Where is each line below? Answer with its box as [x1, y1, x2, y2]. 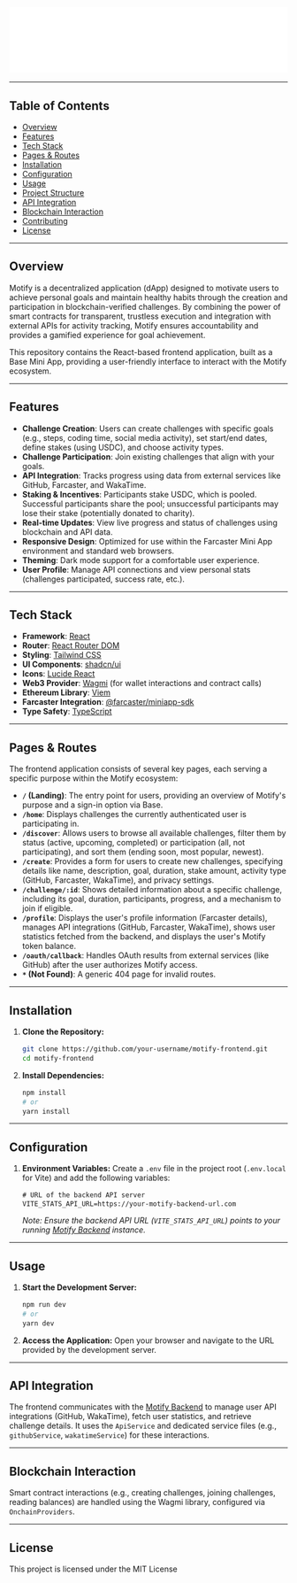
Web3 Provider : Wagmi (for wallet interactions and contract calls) [21, 678, 263, 689]
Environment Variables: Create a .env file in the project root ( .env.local [21, 1163, 286, 1174]
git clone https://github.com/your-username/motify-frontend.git [21, 1045, 268, 1054]
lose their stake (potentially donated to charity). [21, 507, 195, 518]
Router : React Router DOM [21, 640, 120, 651]
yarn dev [21, 1318, 55, 1328]
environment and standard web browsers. [21, 545, 175, 556]
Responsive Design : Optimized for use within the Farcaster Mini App [21, 536, 273, 546]
